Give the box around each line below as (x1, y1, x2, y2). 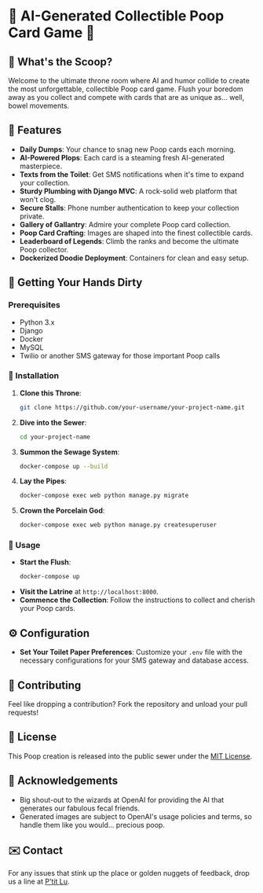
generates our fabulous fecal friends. (19, 803, 140, 813)
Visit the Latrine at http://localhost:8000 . (19, 587, 159, 597)
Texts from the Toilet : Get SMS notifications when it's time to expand (19, 169, 245, 179)
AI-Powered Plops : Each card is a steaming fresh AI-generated (19, 153, 225, 162)
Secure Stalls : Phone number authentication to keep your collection (19, 203, 239, 212)
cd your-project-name (19, 432, 90, 441)
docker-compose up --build (19, 462, 108, 470)
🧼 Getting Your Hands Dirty (8, 276, 143, 289)
